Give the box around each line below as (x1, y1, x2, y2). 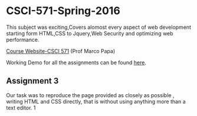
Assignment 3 (6, 76, 59, 86)
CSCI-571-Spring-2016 (6, 4, 121, 18)
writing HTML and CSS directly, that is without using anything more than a (6, 98, 186, 105)
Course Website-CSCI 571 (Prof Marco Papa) (6, 47, 116, 54)
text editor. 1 (6, 104, 36, 111)
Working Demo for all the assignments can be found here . (6, 59, 146, 66)
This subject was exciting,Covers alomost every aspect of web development (6, 24, 192, 31)
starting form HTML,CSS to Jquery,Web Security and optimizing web (6, 29, 173, 37)
